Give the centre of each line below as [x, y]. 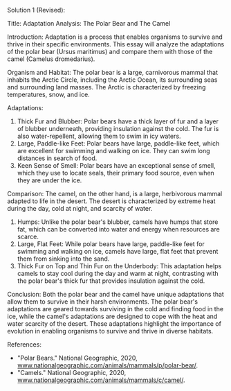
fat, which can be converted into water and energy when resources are [118, 229]
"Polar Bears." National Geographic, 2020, [77, 358]
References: [24, 345]
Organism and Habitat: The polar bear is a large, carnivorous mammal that [112, 72]
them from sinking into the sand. [63, 259]
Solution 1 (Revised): [36, 10]
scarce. [28, 236]
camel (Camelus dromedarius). [51, 59]
